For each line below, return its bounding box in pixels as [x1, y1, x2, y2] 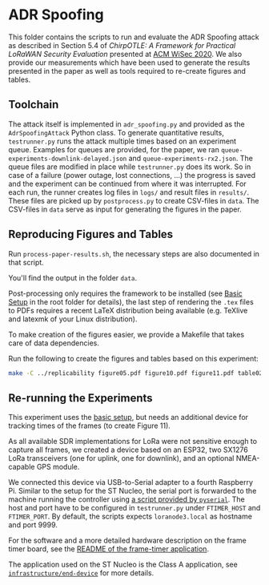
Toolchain [8, 98, 59, 111]
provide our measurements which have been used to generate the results [8, 58, 251, 67]
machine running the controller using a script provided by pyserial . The [8, 494, 246, 504]
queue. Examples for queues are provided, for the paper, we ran [8, 144, 220, 154]
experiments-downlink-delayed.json [8, 155, 127, 163]
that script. [8, 257, 44, 267]
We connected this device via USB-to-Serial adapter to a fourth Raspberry [8, 478, 254, 487]
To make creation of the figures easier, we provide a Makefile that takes [8, 329, 245, 339]
